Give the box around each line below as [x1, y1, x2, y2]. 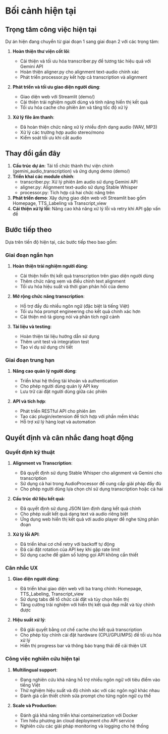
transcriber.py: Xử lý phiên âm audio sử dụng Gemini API [20, 179, 138, 185]
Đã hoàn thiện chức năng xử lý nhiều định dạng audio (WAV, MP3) [20, 124, 157, 130]
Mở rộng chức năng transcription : [12, 293, 85, 299]
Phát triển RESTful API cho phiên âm [20, 408, 96, 414]
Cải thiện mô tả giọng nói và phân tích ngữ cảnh [20, 313, 120, 320]
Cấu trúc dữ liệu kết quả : [12, 495, 66, 501]
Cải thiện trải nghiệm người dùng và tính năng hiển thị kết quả [20, 99, 148, 105]
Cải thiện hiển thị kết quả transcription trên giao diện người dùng [20, 272, 154, 278]
